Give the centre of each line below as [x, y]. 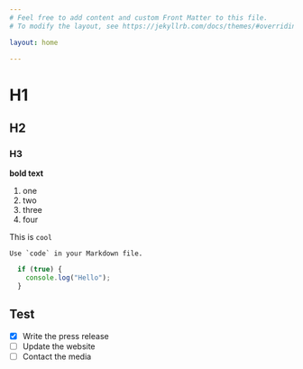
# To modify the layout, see [64, 26]
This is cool [31, 237]
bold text [26, 173]
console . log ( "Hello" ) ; [68, 278]
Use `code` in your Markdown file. [76, 254]
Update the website [59, 346]
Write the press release [66, 336]
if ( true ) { [40, 270]
